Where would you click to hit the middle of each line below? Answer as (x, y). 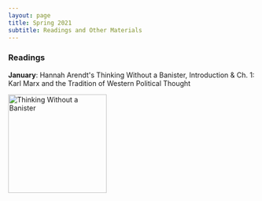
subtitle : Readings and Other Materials (76, 30)
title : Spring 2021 (40, 23)
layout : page (30, 15)
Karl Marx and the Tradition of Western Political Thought (100, 83)
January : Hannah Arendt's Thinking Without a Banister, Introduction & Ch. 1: (131, 75)
